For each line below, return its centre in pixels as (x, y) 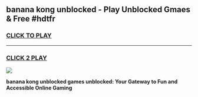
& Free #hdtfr (31, 19)
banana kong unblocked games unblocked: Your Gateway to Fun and (92, 81)
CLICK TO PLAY (29, 36)
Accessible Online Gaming (39, 88)
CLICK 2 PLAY (27, 58)
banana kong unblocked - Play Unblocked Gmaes (98, 10)
